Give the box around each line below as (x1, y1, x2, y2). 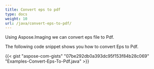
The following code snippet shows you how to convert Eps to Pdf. (5, 44, 139, 49)
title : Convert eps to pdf (5, 7, 61, 12)
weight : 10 (5, 16, 28, 21)
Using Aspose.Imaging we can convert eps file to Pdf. (5, 34, 115, 40)
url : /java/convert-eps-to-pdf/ (5, 21, 72, 26)
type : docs (5, 12, 28, 17)
